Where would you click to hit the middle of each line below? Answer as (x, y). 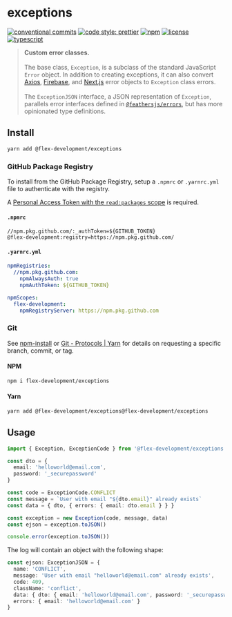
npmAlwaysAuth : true (49, 279)
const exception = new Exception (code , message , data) (88, 518)
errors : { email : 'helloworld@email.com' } (77, 601)
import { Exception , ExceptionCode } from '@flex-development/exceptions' (117, 449)
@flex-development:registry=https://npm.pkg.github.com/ (91, 237)
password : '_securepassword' (55, 474)
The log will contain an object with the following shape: (85, 550)
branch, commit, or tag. (40, 351)
